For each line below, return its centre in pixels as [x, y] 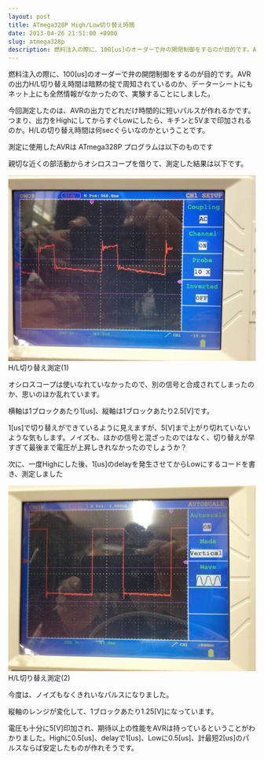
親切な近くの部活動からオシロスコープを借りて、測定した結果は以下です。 [128, 164]
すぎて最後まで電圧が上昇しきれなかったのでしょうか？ [97, 448]
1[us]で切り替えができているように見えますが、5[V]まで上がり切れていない [130, 428]
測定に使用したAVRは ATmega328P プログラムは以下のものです [111, 147]
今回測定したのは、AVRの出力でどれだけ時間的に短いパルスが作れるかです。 [132, 111]
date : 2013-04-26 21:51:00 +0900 [63, 33]
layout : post [29, 17]
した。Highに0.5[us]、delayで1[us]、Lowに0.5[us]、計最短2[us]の [136, 738]
